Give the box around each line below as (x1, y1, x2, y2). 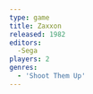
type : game (9, 13, 50, 22)
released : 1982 (9, 30, 66, 38)
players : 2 (9, 55, 50, 64)
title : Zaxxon (9, 21, 63, 30)
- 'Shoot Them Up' (17, 72, 87, 81)
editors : (9, 38, 42, 47)
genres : (9, 64, 38, 73)
